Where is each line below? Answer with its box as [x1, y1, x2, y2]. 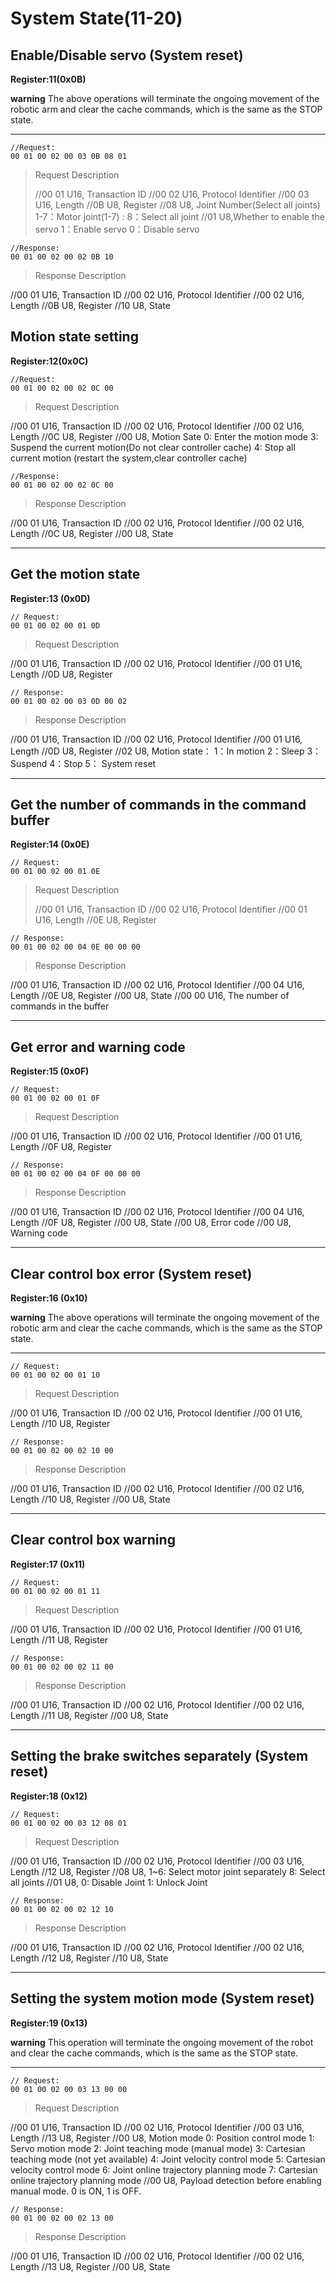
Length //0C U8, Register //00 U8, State [10, 527, 174, 539]
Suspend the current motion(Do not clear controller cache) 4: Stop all [10, 441, 296, 453]
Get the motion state [10, 566, 141, 583]
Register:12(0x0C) [10, 355, 89, 367]
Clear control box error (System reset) [10, 1265, 253, 1282]
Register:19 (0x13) [10, 2017, 88, 2029]
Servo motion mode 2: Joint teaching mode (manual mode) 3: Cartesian [10, 2142, 306, 2154]
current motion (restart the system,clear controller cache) [10, 452, 248, 464]
